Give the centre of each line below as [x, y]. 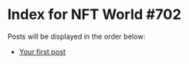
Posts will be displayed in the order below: [77, 36]
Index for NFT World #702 [94, 15]
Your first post [42, 51]
